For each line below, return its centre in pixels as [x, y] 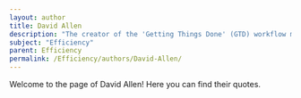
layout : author [38, 17]
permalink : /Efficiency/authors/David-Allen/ [95, 59]
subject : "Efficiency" [52, 42]
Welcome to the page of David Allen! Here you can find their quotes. [135, 84]
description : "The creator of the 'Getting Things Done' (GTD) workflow [148, 34]
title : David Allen [46, 26]
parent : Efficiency [46, 51]
